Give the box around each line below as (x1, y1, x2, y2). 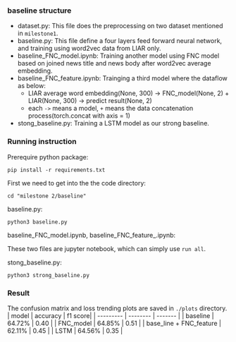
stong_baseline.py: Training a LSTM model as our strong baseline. (17, 119, 210, 128)
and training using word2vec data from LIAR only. (17, 44, 161, 53)
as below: (17, 82, 46, 90)
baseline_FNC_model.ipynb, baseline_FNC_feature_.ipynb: (7, 231, 176, 239)
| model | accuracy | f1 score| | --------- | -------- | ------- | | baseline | (7, 311, 214, 319)
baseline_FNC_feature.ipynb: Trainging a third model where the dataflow (17, 74, 228, 83)
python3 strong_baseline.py (7, 271, 90, 279)
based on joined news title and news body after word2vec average (17, 59, 211, 68)
